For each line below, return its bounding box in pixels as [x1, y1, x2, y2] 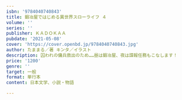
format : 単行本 [6, 74, 41, 80]
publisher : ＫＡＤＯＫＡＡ [6, 31, 67, 36]
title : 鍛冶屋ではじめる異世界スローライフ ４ [6, 14, 107, 20]
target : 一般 [6, 69, 37, 75]
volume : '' [6, 19, 33, 25]
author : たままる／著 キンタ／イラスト [6, 47, 92, 53]
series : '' [6, 25, 33, 31]
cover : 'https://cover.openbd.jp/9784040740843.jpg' [6, 42, 139, 48]
